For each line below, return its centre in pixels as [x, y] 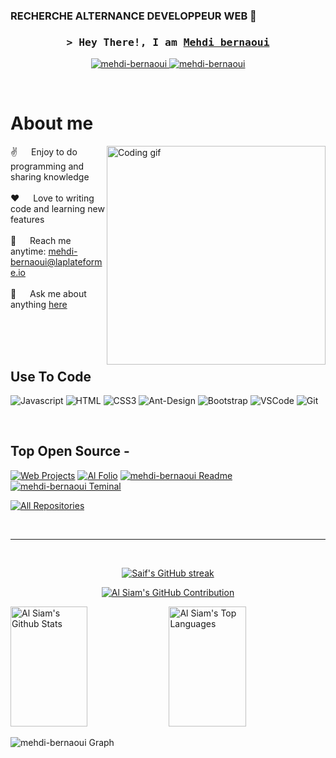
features [27, 220]
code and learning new [57, 209]
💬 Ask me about [48, 294]
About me [52, 123]
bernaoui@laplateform [56, 262]
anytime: [28, 251]
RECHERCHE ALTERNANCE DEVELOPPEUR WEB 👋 [133, 16]
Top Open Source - [70, 451]
